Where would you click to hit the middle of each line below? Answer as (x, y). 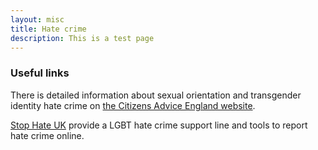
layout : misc (37, 19)
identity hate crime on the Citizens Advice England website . (133, 105)
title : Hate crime (48, 29)
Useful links (40, 73)
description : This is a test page (82, 38)
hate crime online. (47, 135)
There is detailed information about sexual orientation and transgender (156, 95)
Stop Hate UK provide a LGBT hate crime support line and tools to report (159, 125)
